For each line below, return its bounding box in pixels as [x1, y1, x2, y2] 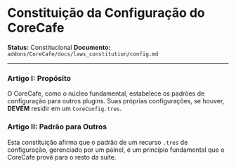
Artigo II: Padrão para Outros [7, 122, 107, 131]
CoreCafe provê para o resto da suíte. [7, 153, 117, 161]
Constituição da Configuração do [7, 5, 205, 21]
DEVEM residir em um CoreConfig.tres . [7, 104, 122, 113]
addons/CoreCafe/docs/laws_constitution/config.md [7, 51, 159, 58]
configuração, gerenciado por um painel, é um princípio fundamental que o [7, 146, 225, 154]
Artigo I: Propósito [7, 73, 72, 83]
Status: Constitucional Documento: [7, 43, 111, 51]
